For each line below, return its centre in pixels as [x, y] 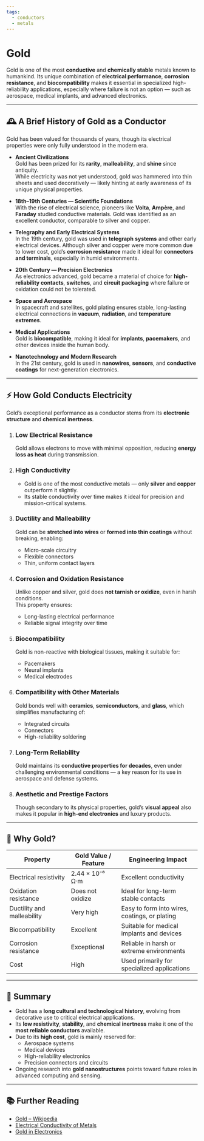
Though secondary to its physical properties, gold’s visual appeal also [103, 807]
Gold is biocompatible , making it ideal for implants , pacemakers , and [103, 339]
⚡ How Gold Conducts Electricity [69, 395]
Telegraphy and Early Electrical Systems [67, 232]
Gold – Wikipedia [36, 1119]
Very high [85, 912]
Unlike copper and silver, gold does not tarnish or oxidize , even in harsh [106, 592]
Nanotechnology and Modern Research [66, 357]
